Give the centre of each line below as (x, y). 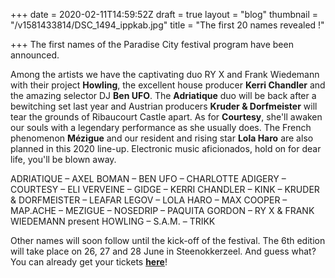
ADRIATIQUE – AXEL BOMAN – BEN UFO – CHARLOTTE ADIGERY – (148, 178)
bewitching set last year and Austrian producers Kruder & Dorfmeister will (164, 106)
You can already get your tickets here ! (89, 262)
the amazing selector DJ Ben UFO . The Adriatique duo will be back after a (163, 95)
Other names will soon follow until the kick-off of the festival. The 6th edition (168, 240)
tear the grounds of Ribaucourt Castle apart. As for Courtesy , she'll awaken (166, 117)
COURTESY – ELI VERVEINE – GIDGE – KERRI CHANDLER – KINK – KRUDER (165, 189)
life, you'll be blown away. (63, 159)
